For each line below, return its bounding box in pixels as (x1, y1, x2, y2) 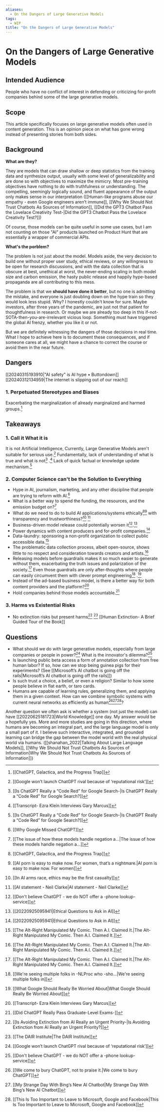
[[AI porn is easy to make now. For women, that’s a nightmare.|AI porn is (12, 860, 157, 866)
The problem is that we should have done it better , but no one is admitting (5, 288, 155, 294)
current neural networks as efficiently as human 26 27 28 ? (12, 698, 124, 705)
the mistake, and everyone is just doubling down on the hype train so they (5, 293, 154, 300)
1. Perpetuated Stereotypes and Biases (5, 389, 99, 396)
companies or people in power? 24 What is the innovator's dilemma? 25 (12, 651, 153, 658)
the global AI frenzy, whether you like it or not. (5, 320, 98, 325)
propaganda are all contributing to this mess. (5, 279, 95, 285)
